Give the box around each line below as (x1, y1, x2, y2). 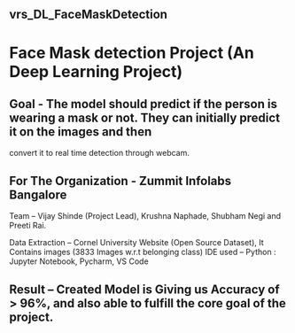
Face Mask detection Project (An (9, 43, 254, 63)
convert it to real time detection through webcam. (9, 148, 190, 159)
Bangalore (9, 187, 67, 202)
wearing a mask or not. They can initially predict (9, 110, 281, 125)
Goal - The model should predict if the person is (9, 97, 277, 112)
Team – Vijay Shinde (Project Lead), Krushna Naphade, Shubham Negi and (9, 211, 282, 221)
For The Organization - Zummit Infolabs (9, 173, 232, 189)
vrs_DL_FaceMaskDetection (9, 7, 168, 22)
